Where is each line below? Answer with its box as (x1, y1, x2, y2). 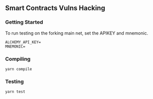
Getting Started (5, 19, 43, 26)
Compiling (5, 55, 31, 62)
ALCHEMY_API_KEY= (5, 40, 41, 45)
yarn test (5, 89, 26, 95)
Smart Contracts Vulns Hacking (5, 4, 105, 12)
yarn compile (5, 66, 32, 71)
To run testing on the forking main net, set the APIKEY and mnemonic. (5, 30, 148, 36)
